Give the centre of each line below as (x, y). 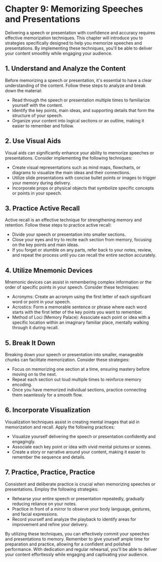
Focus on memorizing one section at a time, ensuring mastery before (81, 369)
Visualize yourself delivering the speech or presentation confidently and (84, 436)
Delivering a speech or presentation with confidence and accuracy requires (80, 33)
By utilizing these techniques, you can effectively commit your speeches (77, 534)
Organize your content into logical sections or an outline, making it (78, 120)
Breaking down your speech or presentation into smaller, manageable (74, 355)
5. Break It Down (30, 343)
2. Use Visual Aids (33, 141)
